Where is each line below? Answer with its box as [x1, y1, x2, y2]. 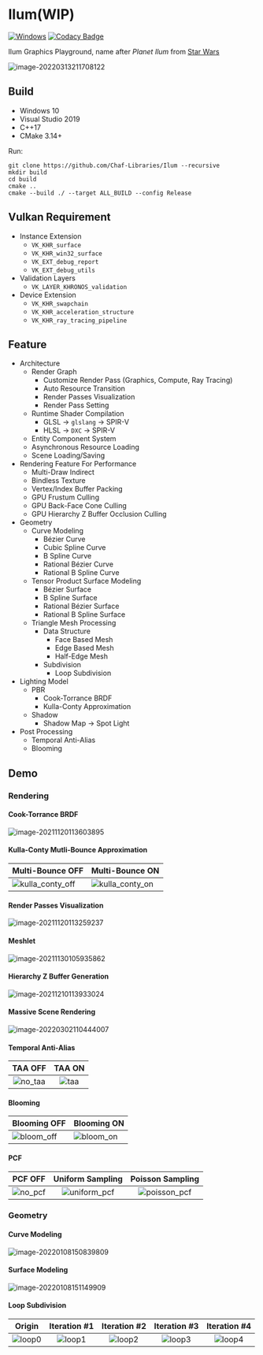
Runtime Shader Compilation [31, 409, 124, 418]
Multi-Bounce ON [91, 865, 160, 876]
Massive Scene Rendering [8, 1007, 96, 1017]
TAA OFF [12, 1063, 46, 1074]
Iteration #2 [101, 1321, 147, 1332]
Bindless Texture [31, 476, 87, 485]
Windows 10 [19, 106, 60, 115]
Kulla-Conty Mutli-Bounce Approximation [8, 845, 148, 855]
